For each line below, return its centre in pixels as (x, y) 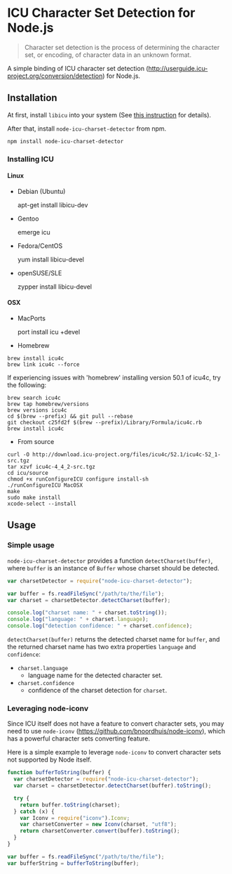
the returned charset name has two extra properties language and (102, 647)
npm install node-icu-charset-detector (66, 141)
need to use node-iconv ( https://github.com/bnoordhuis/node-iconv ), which (116, 731)
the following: (27, 385)
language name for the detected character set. (95, 675)
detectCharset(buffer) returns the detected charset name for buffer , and (114, 639)
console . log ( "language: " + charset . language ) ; (78, 620)
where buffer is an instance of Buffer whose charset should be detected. (113, 568)
